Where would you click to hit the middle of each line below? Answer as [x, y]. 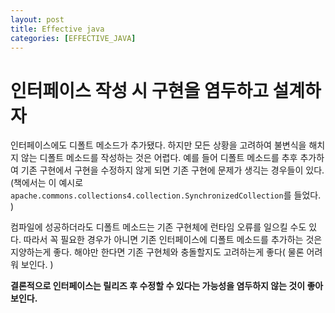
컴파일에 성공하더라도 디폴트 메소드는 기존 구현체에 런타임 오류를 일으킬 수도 [158, 227]
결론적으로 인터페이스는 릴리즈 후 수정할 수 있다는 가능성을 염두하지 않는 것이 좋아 [167, 286]
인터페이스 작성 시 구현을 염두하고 [139, 90]
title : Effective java [57, 29]
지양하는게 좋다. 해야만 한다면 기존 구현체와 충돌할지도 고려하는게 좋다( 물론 [157, 252]
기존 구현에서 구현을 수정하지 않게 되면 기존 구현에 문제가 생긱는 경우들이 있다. [172, 170]
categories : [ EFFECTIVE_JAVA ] [73, 38]
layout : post [37, 19]
